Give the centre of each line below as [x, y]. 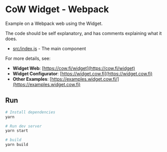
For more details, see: [28, 58]
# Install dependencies [30, 112]
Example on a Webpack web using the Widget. [54, 23]
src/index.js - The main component [49, 48]
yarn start [17, 131]
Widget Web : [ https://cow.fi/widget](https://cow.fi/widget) [74, 68]
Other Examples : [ [32, 79]
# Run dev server [24, 126]
